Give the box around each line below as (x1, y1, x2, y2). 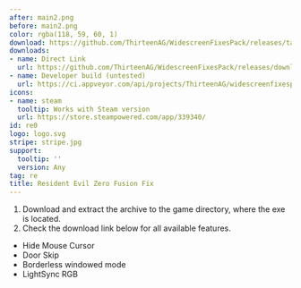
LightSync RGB (21, 269, 79, 280)
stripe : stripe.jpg (9, 138, 82, 147)
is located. (21, 214, 61, 224)
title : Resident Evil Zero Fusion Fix (9, 180, 154, 189)
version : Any (17, 163, 66, 172)
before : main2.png (9, 21, 78, 30)
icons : (9, 88, 34, 97)
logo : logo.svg (9, 130, 66, 139)
